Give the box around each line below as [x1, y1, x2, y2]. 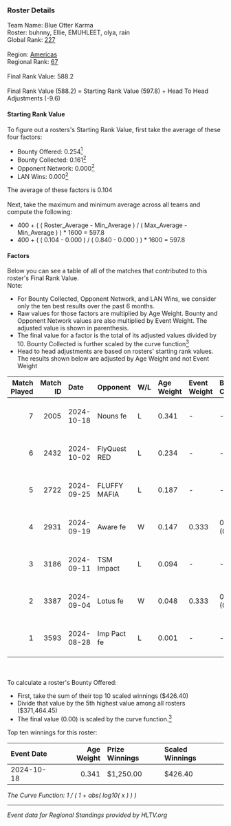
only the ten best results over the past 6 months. [16, 302, 155, 310]
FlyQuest [97, 443, 126, 453]
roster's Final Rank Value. [7, 274, 79, 282]
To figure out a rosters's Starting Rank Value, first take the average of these [7, 125, 221, 134]
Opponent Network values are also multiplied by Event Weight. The [16, 317, 208, 325]
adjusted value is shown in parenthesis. [16, 324, 129, 332]
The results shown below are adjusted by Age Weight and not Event [16, 354, 210, 363]
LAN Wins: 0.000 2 [16, 171, 69, 181]
